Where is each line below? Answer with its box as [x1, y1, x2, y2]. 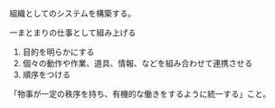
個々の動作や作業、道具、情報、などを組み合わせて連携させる [22, 58, 253, 68]
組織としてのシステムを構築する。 [9, 8, 137, 18]
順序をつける [22, 69, 71, 80]
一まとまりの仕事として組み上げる [9, 27, 137, 38]
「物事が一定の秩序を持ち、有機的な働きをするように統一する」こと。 [9, 89, 271, 99]
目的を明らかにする [22, 46, 95, 57]
